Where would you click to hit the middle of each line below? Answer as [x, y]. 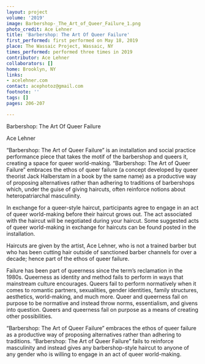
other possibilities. [30, 316]
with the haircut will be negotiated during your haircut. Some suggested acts [102, 220]
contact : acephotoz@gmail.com [45, 87]
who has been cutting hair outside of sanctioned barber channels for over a [102, 252]
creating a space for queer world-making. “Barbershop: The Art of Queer [99, 163]
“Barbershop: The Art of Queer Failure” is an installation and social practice [101, 150]
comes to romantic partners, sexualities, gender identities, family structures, [102, 290]
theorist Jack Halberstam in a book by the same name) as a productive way [102, 176]
